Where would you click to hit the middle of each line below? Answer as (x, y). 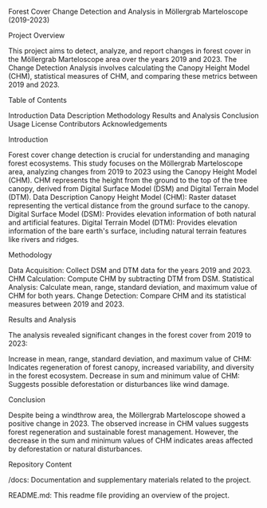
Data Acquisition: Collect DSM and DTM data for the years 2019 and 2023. (130, 270)
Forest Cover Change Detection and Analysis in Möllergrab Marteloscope (128, 12)
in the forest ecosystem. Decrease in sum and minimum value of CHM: (124, 376)
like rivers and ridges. (44, 239)
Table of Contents (38, 100)
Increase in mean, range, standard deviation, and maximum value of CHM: (130, 359)
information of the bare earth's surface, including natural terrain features (128, 231)
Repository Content (40, 464)
